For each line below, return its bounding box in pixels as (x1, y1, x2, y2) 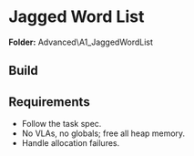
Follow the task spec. (21, 119, 102, 130)
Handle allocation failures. (21, 138, 120, 149)
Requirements (8, 94, 90, 109)
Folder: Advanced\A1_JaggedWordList (8, 36, 154, 47)
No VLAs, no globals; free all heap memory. (21, 128, 186, 139)
